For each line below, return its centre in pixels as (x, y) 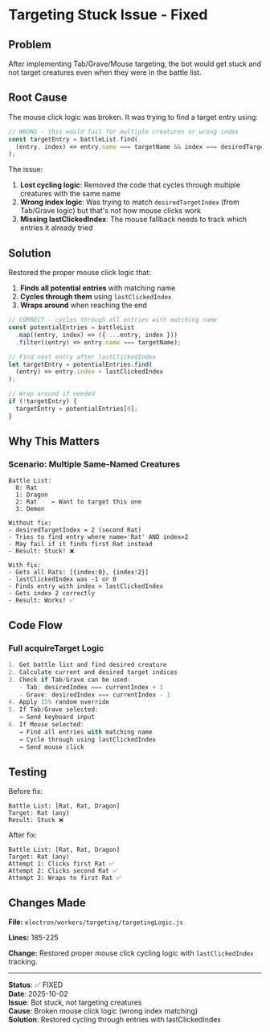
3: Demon (30, 509)
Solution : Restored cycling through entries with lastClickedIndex (115, 1020)
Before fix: (25, 791)
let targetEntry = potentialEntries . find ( (80, 364)
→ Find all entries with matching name (86, 732)
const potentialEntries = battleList (72, 327)
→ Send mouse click (51, 747)
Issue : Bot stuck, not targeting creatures (75, 1002)
